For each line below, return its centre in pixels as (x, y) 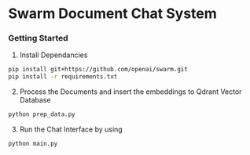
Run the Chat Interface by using (71, 129)
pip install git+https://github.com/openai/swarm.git (98, 70)
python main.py (33, 144)
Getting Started (38, 38)
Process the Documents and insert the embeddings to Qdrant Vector (131, 92)
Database (35, 100)
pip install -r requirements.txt (63, 77)
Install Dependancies (53, 55)
